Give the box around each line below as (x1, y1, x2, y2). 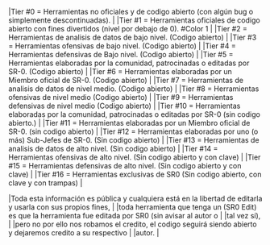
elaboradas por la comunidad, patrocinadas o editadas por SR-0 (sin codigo (8, 110, 260, 119)
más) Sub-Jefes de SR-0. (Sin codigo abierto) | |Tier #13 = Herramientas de (8, 135, 260, 144)
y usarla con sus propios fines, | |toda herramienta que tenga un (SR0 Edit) (8, 202, 257, 212)
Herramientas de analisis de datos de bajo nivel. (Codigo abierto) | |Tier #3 (8, 32, 257, 42)
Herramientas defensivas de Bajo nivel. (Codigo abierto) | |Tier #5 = (8, 50, 234, 59)
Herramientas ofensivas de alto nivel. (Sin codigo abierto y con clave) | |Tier (8, 152, 261, 162)
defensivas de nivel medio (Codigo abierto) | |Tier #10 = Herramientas (8, 101, 241, 110)
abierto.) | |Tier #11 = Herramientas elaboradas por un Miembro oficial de (8, 118, 251, 127)
